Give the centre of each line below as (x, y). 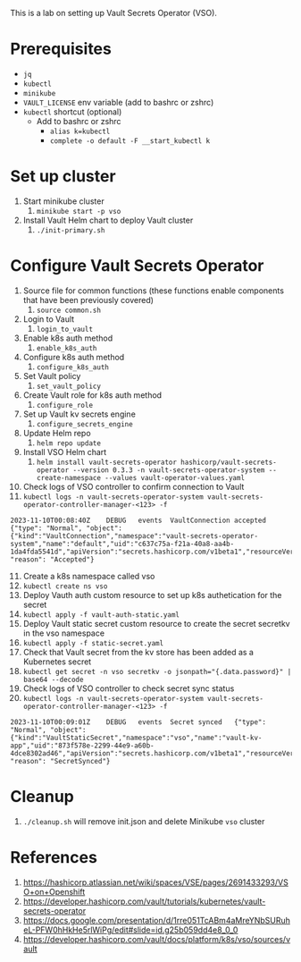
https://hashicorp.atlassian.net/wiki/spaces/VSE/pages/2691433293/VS (155, 882)
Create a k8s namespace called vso (89, 576)
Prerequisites (61, 49)
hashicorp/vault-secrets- (229, 462)
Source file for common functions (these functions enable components (154, 291)
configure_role (64, 405)
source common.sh (69, 310)
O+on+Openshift (54, 891)
